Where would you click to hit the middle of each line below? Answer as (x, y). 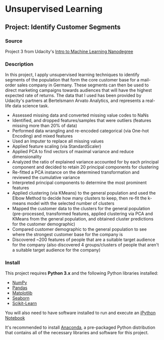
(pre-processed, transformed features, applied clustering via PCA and (82, 214)
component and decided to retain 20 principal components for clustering (85, 167)
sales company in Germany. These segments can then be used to (83, 85)
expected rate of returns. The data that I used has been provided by (73, 96)
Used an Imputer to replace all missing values (58, 141)
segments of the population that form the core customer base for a (72, 80)
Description (19, 64)
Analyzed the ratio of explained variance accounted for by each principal (85, 162)
